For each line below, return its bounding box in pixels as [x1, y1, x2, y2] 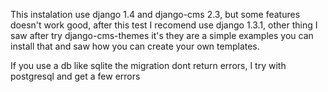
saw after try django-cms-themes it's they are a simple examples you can [10, 30, 314, 41]
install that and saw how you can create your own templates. [10, 40, 260, 52]
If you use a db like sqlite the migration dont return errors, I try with [10, 60, 287, 71]
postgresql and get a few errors [10, 70, 141, 82]
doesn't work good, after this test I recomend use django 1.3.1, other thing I [10, 19, 318, 31]
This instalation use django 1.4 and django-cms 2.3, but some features [10, 9, 301, 20]
